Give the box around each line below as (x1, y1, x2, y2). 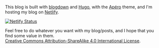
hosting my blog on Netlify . (5, 9, 59, 15)
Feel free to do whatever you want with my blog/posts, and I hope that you (5, 28, 154, 33)
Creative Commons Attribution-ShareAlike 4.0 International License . (5, 38, 141, 44)
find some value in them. (5, 33, 54, 38)
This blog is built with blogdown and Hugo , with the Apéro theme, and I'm (5, 4, 152, 10)
